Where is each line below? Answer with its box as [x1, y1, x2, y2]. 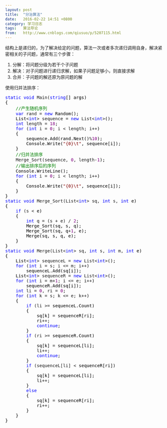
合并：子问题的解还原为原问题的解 [12, 74, 83, 80]
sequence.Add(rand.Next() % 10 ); [26, 136, 103, 141]
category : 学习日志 [5, 21, 43, 26]
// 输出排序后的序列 [15, 163, 56, 169]
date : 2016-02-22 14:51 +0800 [5, 16, 72, 21]
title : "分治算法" [5, 12, 43, 17]
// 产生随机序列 [15, 106, 47, 111]
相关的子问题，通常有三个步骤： [9, 51, 75, 57]
